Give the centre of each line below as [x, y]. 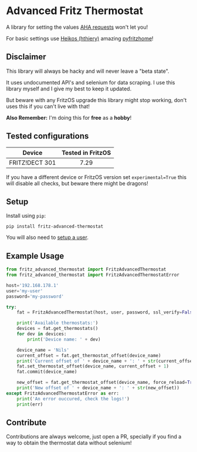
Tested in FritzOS [86, 153]
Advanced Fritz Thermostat [75, 11]
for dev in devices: [42, 334]
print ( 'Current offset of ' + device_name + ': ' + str [86, 361]
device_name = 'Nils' [43, 350]
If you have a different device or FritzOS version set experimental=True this [96, 177]
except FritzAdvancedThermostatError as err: [62, 393]
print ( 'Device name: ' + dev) [64, 339]
